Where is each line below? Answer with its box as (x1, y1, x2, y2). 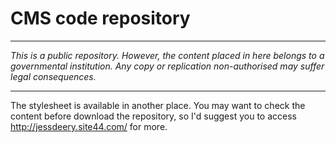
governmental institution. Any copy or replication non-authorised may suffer (10, 60, 325, 72)
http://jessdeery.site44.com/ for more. (10, 120, 168, 132)
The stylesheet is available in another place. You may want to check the (10, 99, 306, 111)
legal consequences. (10, 70, 97, 82)
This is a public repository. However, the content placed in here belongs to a (10, 49, 325, 61)
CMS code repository (10, 7, 191, 30)
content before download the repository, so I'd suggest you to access (10, 110, 297, 122)
